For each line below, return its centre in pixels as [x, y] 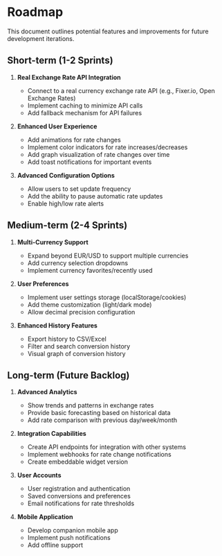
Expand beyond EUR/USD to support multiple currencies [108, 255]
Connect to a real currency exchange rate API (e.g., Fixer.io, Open [121, 90]
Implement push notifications [69, 538]
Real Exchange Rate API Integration [69, 77]
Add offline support [55, 545]
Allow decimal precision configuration [81, 312]
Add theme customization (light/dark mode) [90, 304]
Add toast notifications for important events [90, 162]
